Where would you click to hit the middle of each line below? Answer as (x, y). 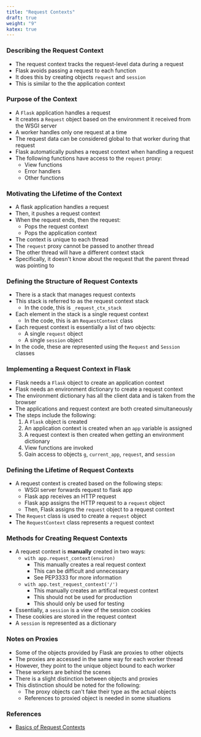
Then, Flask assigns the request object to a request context (99, 510)
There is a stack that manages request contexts (75, 295)
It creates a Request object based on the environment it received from (103, 119)
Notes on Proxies (32, 639)
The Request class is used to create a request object (81, 516)
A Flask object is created (56, 421)
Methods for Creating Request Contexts (67, 538)
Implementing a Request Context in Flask (69, 369)
